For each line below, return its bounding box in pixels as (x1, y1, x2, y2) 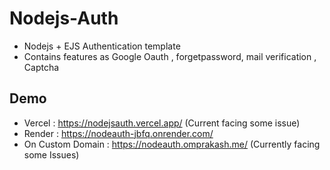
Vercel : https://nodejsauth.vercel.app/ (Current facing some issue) (23, 117, 301, 129)
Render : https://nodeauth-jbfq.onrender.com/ (23, 127, 214, 139)
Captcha (23, 61, 60, 73)
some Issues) (23, 148, 80, 161)
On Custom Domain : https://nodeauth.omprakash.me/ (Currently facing (23, 138, 321, 150)
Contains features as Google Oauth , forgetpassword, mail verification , (23, 50, 317, 62)
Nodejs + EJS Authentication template (23, 40, 181, 52)
